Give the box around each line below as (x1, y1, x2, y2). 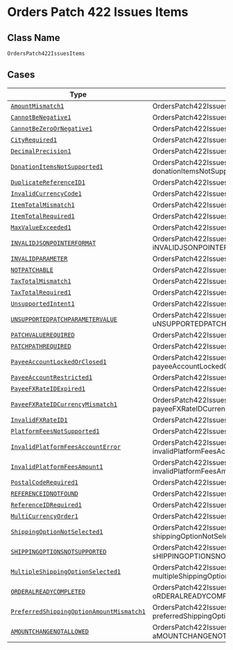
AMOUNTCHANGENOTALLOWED (10, 627, 89, 635)
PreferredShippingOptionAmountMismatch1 (10, 608, 146, 615)
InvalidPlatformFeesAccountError (10, 443, 121, 451)
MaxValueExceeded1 (10, 223, 71, 231)
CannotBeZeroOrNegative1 (10, 124, 93, 132)
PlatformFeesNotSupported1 (10, 427, 100, 435)
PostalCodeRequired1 (10, 478, 78, 486)
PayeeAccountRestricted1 (10, 373, 93, 382)
